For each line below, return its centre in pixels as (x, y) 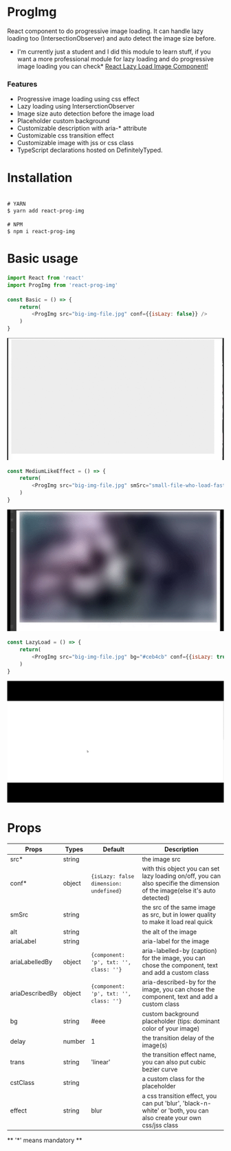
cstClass (22, 1082)
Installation (40, 178)
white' (151, 1110)
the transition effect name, (179, 1055)
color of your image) (171, 1028)
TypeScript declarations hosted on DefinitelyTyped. (90, 150)
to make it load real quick (177, 922)
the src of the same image (179, 908)
